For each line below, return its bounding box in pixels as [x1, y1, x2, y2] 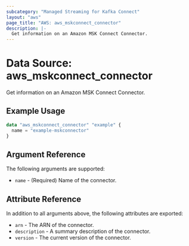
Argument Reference [6, 150, 86, 160]
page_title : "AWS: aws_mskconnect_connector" [6, 20, 121, 26]
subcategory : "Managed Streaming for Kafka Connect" [6, 8, 140, 15]
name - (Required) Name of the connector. [14, 177, 117, 184]
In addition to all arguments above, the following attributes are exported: [6, 210, 184, 217]
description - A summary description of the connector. [14, 228, 151, 235]
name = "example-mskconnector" [11, 127, 89, 133]
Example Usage [6, 106, 66, 116]
